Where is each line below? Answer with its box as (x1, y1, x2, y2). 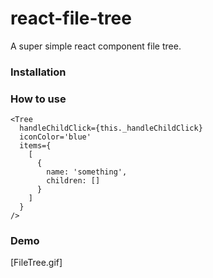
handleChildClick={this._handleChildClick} (19, 123, 203, 134)
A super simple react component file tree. (10, 40, 182, 52)
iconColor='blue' (19, 132, 92, 142)
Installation (10, 65, 67, 79)
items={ (19, 141, 52, 151)
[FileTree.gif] (10, 257, 63, 269)
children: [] (46, 176, 101, 186)
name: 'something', (46, 167, 128, 177)
